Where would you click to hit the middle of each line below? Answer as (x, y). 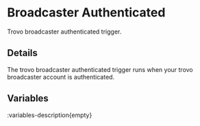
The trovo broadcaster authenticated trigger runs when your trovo (100, 69)
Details (22, 53)
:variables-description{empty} (50, 115)
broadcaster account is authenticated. (61, 77)
